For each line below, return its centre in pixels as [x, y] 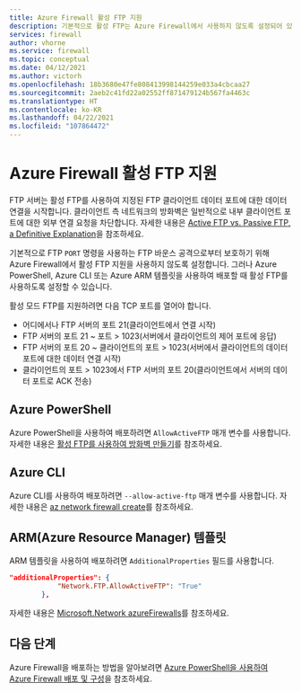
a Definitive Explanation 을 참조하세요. [77, 234]
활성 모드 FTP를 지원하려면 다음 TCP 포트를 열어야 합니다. [111, 306]
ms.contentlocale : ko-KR [56, 110]
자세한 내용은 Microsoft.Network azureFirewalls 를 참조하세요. [120, 613]
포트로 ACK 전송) [62, 381]
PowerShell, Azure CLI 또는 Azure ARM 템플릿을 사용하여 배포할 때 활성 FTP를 [149, 275]
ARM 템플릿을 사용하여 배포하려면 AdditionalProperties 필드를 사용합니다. [142, 561]
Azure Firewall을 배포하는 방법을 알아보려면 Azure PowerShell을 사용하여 [139, 667]
